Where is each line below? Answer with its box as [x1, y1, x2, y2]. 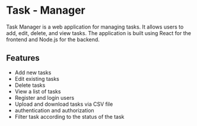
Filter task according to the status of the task [14, 113, 125, 120]
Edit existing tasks [14, 75, 59, 82]
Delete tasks [14, 81, 46, 89]
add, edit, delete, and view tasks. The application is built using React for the [6, 29, 192, 36]
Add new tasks [14, 69, 52, 76]
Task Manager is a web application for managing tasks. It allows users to [6, 23, 184, 30]
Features [6, 53, 40, 63]
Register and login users [14, 94, 75, 101]
